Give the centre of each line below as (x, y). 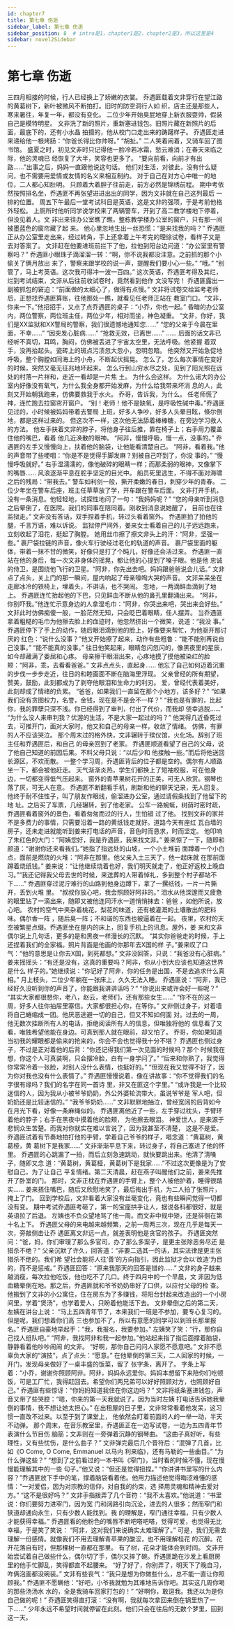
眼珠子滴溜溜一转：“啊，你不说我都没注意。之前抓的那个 (135, 254)
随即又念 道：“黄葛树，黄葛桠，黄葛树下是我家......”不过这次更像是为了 (119, 1163)
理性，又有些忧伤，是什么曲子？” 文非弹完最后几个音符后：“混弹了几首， (111, 1443)
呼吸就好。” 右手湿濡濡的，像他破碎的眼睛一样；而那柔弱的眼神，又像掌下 (118, 464)
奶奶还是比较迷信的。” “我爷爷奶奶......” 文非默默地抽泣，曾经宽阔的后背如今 (114, 1102)
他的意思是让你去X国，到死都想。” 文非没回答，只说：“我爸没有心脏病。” (124, 953)
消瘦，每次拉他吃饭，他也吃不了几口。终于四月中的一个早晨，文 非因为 (115, 1277)
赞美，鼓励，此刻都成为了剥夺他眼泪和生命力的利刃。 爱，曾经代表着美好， (115, 683)
